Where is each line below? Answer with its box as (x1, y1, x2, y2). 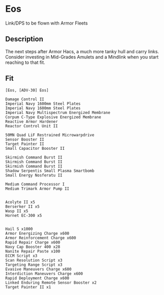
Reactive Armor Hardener (5, 119, 58, 124)
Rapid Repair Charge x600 (5, 240, 60, 245)
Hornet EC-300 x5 (5, 213, 42, 218)
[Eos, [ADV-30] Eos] (5, 87, 49, 93)
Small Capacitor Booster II (5, 146, 65, 151)
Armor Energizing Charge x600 (5, 231, 70, 236)
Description (5, 35, 43, 43)
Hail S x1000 (5, 226, 33, 232)
